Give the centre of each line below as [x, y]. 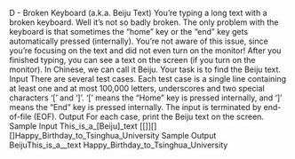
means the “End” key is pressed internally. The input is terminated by [136, 107]
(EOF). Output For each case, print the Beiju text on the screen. [149, 116]
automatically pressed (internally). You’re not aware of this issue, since [139, 41]
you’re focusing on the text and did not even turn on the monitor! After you [145, 51]
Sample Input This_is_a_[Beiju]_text [73, 126]
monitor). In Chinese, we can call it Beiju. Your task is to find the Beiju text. [145, 69]
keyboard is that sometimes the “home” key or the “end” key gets [129, 32]
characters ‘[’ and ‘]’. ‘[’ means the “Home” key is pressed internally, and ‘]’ [146, 98]
